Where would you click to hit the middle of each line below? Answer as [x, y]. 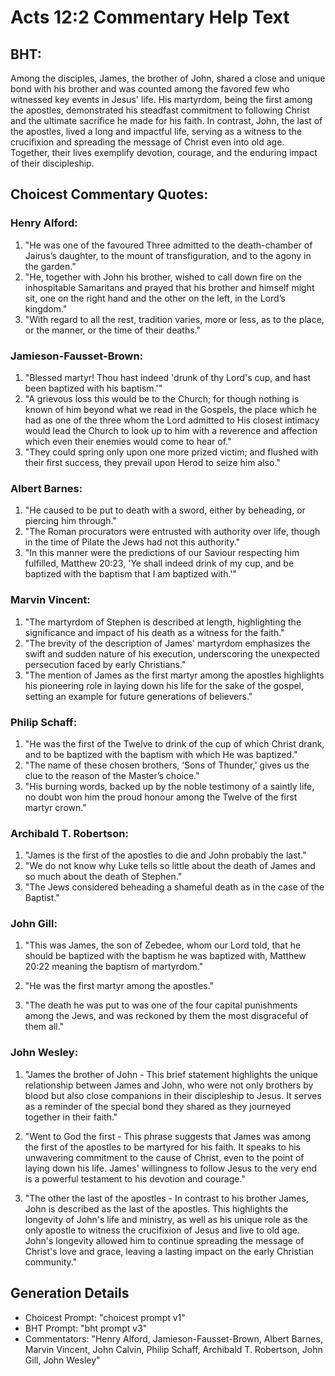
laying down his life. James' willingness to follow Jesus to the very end [170, 1168]
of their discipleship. [52, 163]
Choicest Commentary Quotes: [109, 194]
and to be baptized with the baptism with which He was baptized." [161, 754]
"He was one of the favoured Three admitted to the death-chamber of [168, 245]
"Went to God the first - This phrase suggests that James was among [168, 1136]
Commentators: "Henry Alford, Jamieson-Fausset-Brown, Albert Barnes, [173, 1338]
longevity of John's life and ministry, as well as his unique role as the [166, 1219]
